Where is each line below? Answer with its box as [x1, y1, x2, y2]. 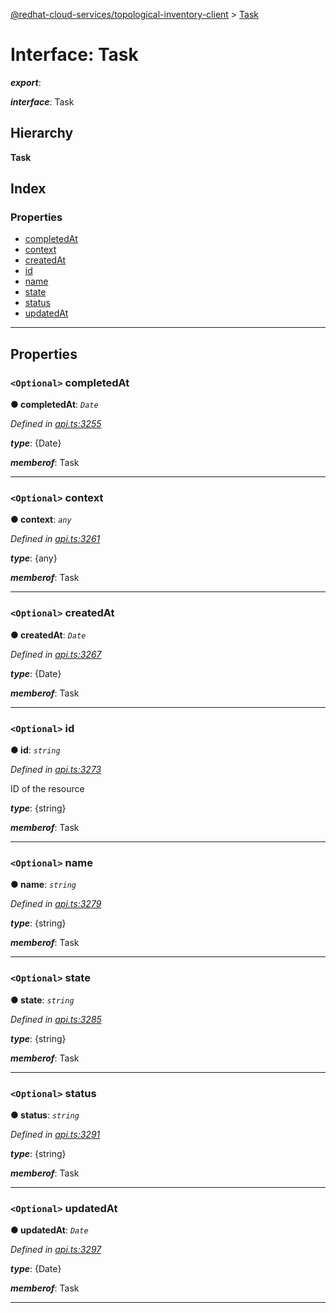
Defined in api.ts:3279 [10, 898, 102, 910]
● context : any [10, 514, 72, 526]
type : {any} [10, 552, 58, 564]
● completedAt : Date [10, 399, 99, 411]
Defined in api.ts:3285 [10, 1013, 102, 1025]
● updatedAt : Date [10, 1224, 89, 1236]
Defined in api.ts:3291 [10, 1128, 101, 1140]
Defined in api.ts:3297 [10, 1244, 102, 1256]
